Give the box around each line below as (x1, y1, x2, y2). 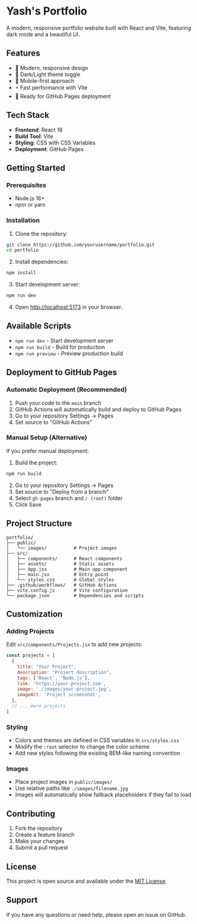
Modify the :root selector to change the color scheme (14, 743, 150, 751)
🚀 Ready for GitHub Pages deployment (14, 92, 111, 100)
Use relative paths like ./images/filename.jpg (14, 784, 128, 792)
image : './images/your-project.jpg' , (17, 686, 112, 693)
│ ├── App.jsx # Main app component (6, 566, 128, 572)
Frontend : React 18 (14, 126, 63, 134)
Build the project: (14, 459, 58, 466)
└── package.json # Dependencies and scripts (6, 592, 145, 599)
